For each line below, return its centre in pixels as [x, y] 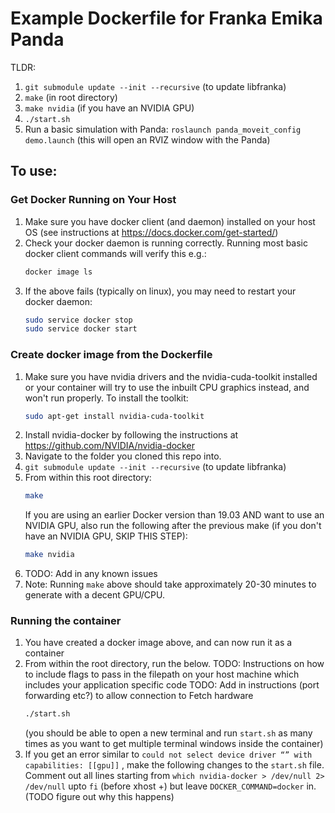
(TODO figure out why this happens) [99, 797]
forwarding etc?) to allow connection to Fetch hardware [139, 696]
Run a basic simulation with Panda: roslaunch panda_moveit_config [163, 129]
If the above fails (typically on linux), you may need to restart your [160, 291]
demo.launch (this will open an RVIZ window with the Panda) [147, 139]
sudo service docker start [81, 329]
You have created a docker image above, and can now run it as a [158, 643]
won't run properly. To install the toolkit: [106, 398]
